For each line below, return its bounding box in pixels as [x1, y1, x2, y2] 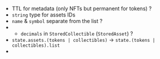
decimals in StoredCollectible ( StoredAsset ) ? [20, 30, 133, 37]
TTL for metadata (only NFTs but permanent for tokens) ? [11, 5, 152, 12]
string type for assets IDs [11, 11, 76, 18]
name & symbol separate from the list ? [11, 18, 103, 24]
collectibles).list [11, 42, 60, 48]
